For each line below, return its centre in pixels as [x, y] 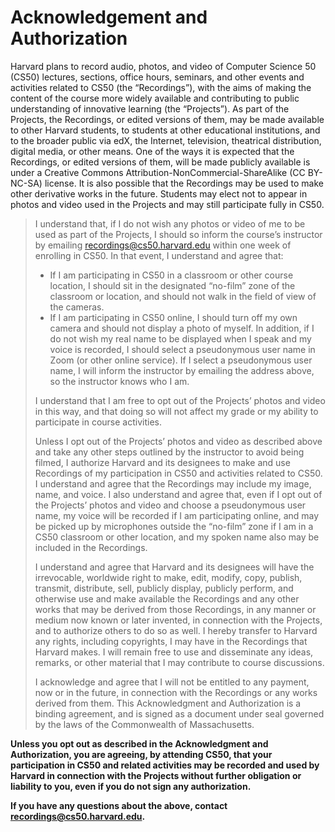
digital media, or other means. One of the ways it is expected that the [152, 151]
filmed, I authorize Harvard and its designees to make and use [162, 462]
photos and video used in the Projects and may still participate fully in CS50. [167, 204]
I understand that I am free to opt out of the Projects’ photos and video [180, 400]
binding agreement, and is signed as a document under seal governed [179, 713]
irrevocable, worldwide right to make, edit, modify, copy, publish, [168, 577]
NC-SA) [26, 183]
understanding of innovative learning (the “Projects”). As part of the [150, 108]
